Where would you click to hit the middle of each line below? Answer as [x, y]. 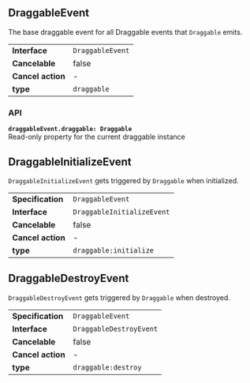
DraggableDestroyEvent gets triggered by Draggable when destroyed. [119, 297]
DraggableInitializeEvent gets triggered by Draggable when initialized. [123, 180]
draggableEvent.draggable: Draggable [70, 130]
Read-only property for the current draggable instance [97, 137]
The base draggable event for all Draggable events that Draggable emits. [125, 32]
